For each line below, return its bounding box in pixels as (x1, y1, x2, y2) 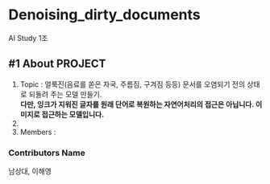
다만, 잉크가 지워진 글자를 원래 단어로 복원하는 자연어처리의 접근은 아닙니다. (19, 99, 255, 109)
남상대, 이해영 (8, 166, 52, 176)
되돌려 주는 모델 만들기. (28, 89, 102, 99)
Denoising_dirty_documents (8, 6, 201, 24)
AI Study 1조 (8, 33, 48, 43)
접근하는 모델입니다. (41, 109, 105, 119)
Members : (19, 127, 56, 137)
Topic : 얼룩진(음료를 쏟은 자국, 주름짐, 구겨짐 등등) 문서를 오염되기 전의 (19, 79, 246, 89)
